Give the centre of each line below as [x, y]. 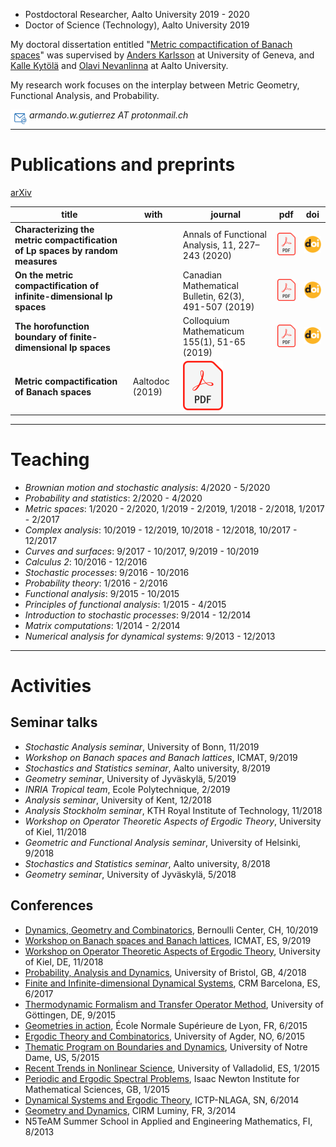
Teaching [50, 460]
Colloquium [206, 321]
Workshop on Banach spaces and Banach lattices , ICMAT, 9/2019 [161, 757]
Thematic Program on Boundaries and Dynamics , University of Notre [166, 1046]
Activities [51, 686]
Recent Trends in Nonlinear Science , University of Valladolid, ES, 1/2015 [172, 1068]
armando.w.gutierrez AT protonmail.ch [109, 115]
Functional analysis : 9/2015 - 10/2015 [102, 593]
